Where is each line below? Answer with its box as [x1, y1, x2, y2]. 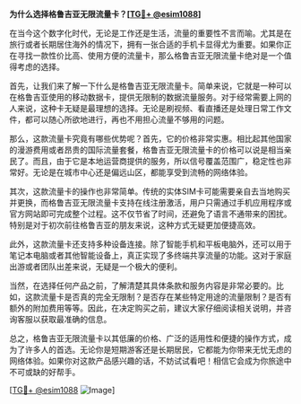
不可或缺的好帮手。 [9, 367, 81, 377]
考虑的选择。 [16, 62, 64, 72]
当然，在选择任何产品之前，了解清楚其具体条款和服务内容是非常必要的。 [9, 280, 276, 291]
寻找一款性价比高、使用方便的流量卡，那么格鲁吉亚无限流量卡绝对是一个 [16, 50, 284, 61]
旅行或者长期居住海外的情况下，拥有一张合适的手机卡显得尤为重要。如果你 [9, 40, 284, 49]
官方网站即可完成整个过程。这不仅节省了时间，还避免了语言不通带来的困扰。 [9, 208, 292, 219]
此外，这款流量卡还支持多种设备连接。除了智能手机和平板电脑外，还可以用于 [9, 239, 292, 250]
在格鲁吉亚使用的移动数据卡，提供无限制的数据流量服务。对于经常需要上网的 [9, 92, 292, 102]
